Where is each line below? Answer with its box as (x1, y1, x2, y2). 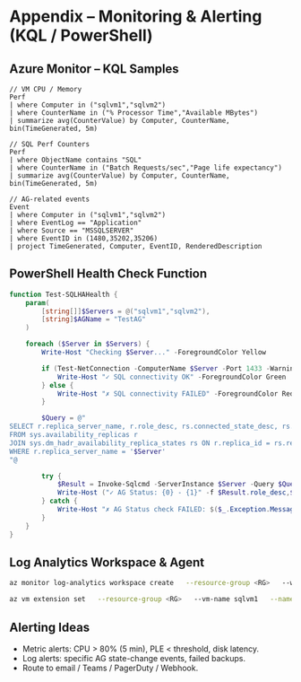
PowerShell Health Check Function (9, 267, 208, 282)
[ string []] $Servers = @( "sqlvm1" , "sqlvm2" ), (41, 307, 211, 316)
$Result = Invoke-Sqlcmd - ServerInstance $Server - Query (56, 480, 275, 489)
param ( (25, 298, 50, 307)
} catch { (41, 496, 78, 506)
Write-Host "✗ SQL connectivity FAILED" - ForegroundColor (56, 389, 279, 398)
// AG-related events (9, 195, 90, 204)
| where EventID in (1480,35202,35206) (9, 234, 159, 243)
